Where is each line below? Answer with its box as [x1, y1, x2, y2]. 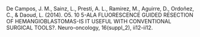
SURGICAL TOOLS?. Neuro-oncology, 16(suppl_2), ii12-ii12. [6, 24, 153, 31]
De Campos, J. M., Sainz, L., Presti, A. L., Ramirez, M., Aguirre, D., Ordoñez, [6, 5, 195, 12]
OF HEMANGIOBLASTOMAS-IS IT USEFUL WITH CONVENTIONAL [6, 18, 172, 24]
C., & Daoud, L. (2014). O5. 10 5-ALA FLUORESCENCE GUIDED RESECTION [6, 11, 193, 18]
